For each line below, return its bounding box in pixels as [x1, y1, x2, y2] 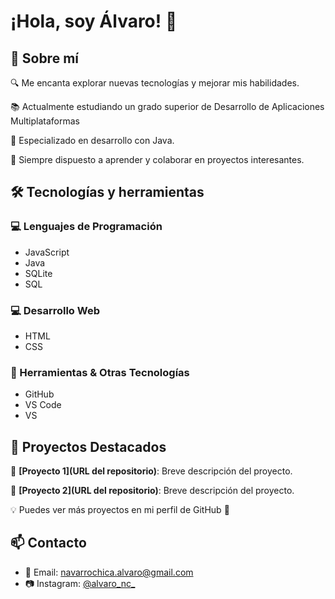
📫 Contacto [10, 535, 87, 552]
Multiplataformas [10, 115, 80, 127]
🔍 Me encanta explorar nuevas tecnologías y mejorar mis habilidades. [10, 77, 300, 89]
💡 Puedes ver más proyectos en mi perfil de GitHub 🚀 [10, 504, 230, 516]
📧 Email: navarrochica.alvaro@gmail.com [24, 566, 194, 578]
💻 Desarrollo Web [10, 303, 100, 317]
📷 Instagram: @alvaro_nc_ [24, 577, 136, 589]
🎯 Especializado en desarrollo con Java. [10, 135, 175, 146]
